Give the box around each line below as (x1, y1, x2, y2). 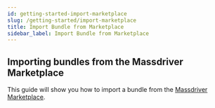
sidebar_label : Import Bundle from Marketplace (7, 29, 150, 37)
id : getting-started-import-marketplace (7, 10, 128, 18)
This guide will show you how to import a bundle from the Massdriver (7, 86, 208, 94)
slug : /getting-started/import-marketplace (7, 17, 137, 24)
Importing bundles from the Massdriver (7, 55, 184, 67)
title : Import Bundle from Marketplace (7, 23, 124, 30)
